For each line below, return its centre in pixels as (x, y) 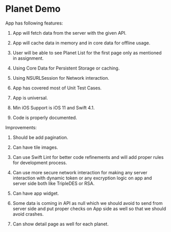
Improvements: (21, 127)
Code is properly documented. (45, 118)
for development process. (40, 163)
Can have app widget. (36, 193)
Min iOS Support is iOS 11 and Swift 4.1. (54, 107)
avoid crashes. (28, 214)
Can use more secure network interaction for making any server (80, 172)
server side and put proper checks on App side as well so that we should (89, 208)
